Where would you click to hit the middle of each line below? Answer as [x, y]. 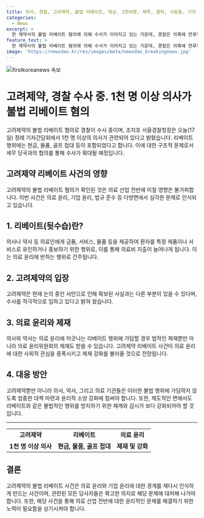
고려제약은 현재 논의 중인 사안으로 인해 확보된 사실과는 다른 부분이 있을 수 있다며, [102, 294]
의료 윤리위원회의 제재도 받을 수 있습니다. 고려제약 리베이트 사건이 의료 [101, 346]
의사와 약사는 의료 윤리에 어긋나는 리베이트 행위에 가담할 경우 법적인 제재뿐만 [97, 338]
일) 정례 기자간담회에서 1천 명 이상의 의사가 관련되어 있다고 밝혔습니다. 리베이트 [100, 137]
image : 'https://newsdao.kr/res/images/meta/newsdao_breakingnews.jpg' [99, 52]
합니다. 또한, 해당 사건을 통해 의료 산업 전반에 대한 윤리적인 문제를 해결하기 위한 [100, 501]
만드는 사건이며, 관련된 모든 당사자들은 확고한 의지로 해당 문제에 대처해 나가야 [104, 493]
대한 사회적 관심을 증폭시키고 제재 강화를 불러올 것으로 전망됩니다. [90, 353]
